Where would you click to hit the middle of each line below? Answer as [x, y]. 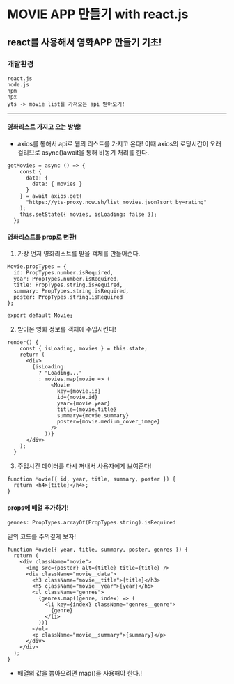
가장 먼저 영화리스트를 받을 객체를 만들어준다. [79, 254]
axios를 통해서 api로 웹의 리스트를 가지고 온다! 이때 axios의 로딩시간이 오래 [119, 144]
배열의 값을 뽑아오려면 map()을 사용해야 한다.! [80, 674]
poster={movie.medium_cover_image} [108, 422]
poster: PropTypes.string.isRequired [68, 297]
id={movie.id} [77, 398]
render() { [23, 343]
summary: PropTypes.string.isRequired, [71, 291]
